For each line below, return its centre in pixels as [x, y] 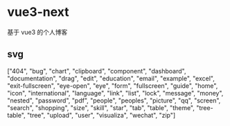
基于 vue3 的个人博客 [37, 32]
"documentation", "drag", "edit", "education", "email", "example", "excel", [111, 78]
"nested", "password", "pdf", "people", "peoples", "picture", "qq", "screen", [114, 100]
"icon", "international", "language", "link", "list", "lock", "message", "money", [115, 93]
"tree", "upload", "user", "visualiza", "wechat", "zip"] [101, 115]
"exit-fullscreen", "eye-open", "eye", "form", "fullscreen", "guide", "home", [113, 85]
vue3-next [38, 12]
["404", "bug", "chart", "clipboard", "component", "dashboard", [97, 71]
